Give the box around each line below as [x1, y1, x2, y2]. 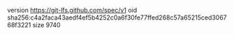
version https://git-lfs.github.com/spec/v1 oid [7, 6, 138, 14]
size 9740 [32, 21, 61, 29]
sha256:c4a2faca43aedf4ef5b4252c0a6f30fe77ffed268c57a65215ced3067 [7, 13, 227, 22]
